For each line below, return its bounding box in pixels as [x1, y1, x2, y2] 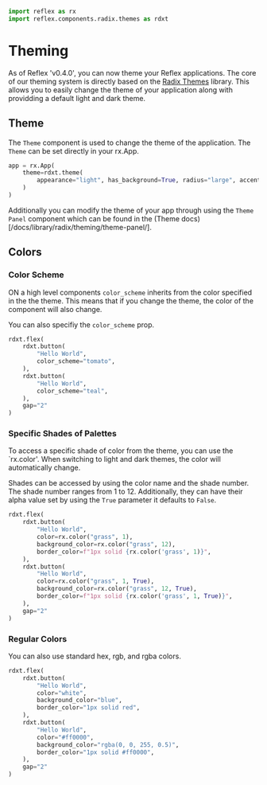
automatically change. [8, 463, 81, 473]
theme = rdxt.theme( [22, 169, 83, 177]
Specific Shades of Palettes [8, 428, 117, 439]
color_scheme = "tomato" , [37, 357, 115, 365]
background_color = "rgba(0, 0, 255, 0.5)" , [37, 740, 180, 748]
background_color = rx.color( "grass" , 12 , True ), [37, 585, 197, 593]
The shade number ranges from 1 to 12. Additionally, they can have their [8, 486, 244, 497]
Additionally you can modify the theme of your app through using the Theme [8, 205, 254, 215]
